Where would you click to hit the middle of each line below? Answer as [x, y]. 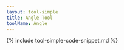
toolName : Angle [27, 23]
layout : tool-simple [33, 12]
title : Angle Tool [29, 18]
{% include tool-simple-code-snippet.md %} [62, 41]
